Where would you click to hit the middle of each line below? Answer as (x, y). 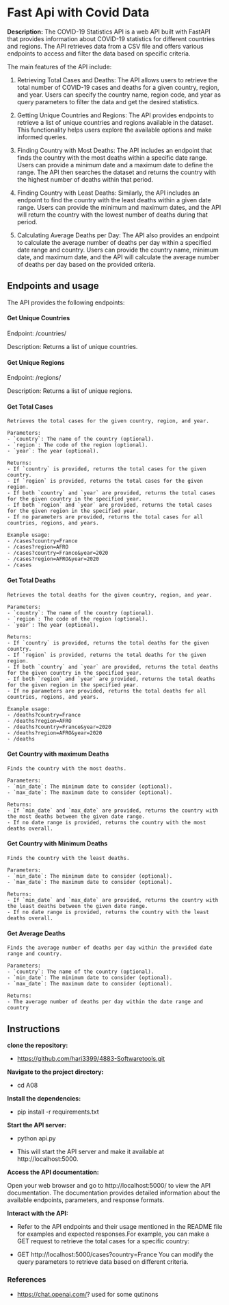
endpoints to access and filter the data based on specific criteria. (99, 53)
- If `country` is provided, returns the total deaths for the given (108, 643)
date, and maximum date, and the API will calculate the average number (118, 257)
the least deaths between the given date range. (78, 906)
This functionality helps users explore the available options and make (114, 130)
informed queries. (42, 137)
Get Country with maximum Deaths (58, 754)
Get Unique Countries (39, 318)
